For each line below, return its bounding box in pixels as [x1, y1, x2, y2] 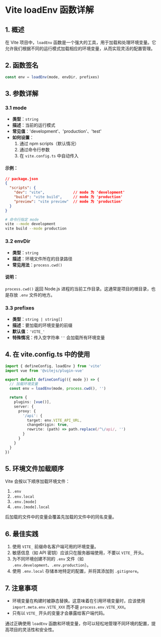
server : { [14, 404, 34, 409]
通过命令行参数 [19, 147, 50, 153]
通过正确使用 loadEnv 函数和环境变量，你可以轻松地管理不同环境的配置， [5, 621, 152, 626]
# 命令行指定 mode [5, 217, 39, 222]
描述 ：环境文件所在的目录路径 [12, 255, 72, 261]
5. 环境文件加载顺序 [5, 464, 64, 473]
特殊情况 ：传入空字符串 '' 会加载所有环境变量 [12, 334, 105, 340]
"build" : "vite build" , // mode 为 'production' [14, 195, 123, 200]
